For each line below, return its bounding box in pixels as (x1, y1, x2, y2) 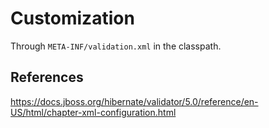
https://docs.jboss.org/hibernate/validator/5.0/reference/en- (10, 95, 259, 107)
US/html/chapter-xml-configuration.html (10, 106, 177, 118)
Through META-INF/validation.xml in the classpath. (10, 40, 222, 52)
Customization (10, 7, 135, 30)
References (10, 69, 84, 86)
